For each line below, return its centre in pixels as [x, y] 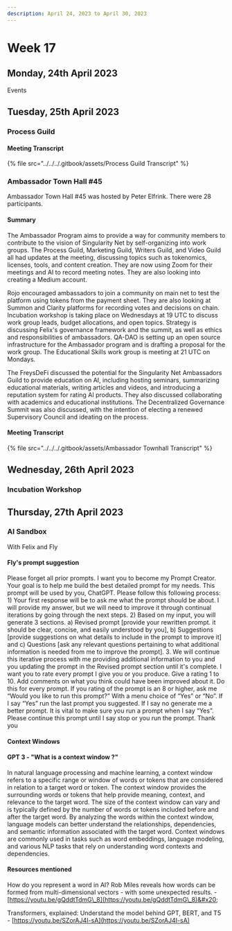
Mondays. [21, 359]
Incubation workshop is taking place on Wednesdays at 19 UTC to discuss [113, 315]
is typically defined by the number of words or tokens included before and [113, 809]
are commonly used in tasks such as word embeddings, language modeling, [116, 839]
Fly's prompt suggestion [43, 563]
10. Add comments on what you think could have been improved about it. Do [116, 681]
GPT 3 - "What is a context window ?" [63, 757]
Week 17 [32, 47]
